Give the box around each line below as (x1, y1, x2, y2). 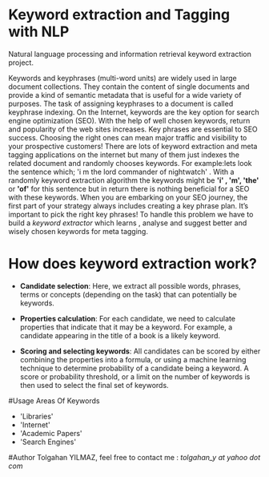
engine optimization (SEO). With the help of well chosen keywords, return (8, 115, 251, 125)
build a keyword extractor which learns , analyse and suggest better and (8, 218, 247, 228)
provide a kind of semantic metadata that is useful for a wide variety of (8, 90, 242, 99)
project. (8, 58, 34, 67)
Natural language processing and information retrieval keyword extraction (8, 49, 252, 59)
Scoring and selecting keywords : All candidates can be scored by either (19, 346, 261, 356)
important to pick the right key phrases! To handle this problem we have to (8, 209, 254, 219)
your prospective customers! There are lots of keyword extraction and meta (8, 141, 258, 151)
